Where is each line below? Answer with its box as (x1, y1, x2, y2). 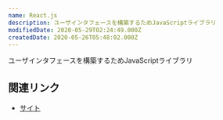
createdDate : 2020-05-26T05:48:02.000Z (8, 33, 138, 42)
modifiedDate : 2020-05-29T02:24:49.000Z (8, 26, 142, 34)
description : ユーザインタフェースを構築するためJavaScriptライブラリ (8, 19, 217, 27)
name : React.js (8, 11, 58, 20)
